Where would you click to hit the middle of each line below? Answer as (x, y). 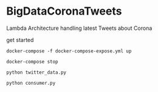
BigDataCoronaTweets (64, 11)
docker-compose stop (33, 62)
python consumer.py (31, 83)
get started (20, 40)
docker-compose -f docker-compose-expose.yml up (69, 51)
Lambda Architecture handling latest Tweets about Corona (79, 28)
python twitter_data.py (36, 72)
